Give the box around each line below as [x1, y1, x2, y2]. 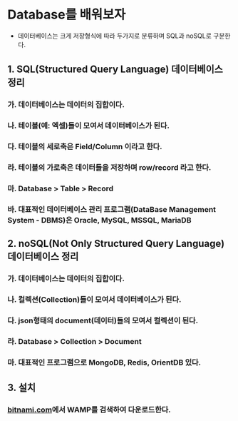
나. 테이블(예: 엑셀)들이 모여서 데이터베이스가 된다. [7, 121, 170, 131]
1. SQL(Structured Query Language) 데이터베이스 [7, 64, 223, 76]
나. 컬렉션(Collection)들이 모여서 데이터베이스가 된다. [7, 295, 182, 305]
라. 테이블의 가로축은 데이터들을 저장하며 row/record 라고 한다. [7, 163, 212, 173]
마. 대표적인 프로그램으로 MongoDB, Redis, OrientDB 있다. [7, 357, 202, 367]
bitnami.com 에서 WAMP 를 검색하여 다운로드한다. [7, 405, 171, 415]
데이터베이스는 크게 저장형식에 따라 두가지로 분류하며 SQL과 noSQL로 [17, 31, 212, 40]
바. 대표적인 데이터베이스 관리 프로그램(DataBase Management [7, 204, 216, 214]
